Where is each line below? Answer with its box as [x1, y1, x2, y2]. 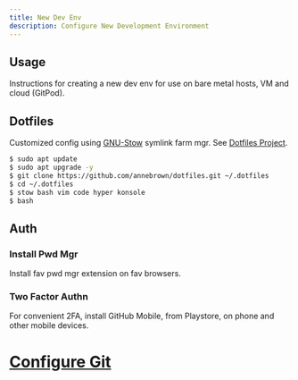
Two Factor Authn [9, 290, 89, 302]
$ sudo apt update [9, 155, 78, 164]
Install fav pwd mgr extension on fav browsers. [9, 268, 181, 279]
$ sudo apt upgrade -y [9, 163, 94, 172]
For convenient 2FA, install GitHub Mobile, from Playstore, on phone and [9, 310, 275, 322]
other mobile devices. [9, 320, 89, 331]
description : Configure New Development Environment [9, 21, 210, 30]
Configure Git [9, 351, 112, 372]
